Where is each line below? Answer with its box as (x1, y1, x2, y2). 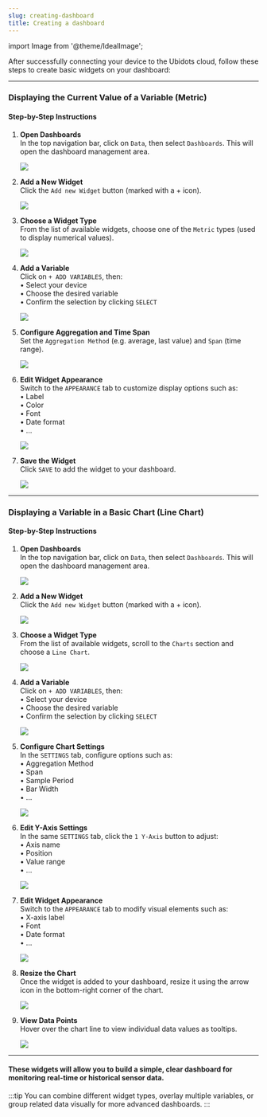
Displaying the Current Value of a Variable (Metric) (8, 92, 207, 104)
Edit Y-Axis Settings (19, 822, 88, 833)
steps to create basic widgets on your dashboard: (8, 65, 171, 74)
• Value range (19, 856, 66, 866)
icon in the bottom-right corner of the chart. (19, 985, 164, 994)
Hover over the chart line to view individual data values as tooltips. (19, 1024, 238, 1033)
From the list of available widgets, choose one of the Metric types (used (19, 224, 256, 233)
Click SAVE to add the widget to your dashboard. (19, 464, 176, 474)
